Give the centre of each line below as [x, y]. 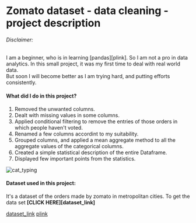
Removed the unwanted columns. [55, 109]
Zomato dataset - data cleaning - [87, 11]
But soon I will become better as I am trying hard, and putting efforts [88, 76]
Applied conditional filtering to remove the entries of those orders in [96, 121]
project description [53, 23]
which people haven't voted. [49, 127]
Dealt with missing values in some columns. [67, 115]
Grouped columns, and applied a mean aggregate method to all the [95, 140]
